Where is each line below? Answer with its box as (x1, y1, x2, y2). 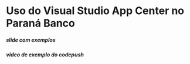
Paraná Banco (6, 16, 75, 30)
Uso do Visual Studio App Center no (6, 4, 185, 18)
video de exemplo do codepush (6, 51, 84, 58)
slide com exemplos (6, 36, 56, 43)
